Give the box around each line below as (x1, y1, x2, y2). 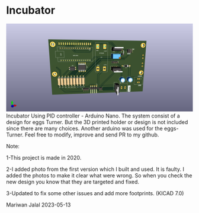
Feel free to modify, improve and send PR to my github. (24, 131, 159, 138)
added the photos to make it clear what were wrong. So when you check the (6, 172, 192, 179)
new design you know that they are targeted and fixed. (6, 179, 140, 186)
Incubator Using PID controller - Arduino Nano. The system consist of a (6, 112, 181, 119)
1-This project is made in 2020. (6, 154, 82, 161)
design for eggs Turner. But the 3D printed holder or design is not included (6, 119, 188, 126)
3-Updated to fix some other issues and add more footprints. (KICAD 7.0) (6, 190, 184, 197)
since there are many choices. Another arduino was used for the (6, 125, 163, 132)
